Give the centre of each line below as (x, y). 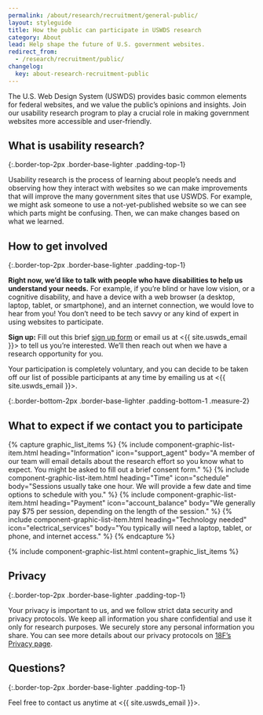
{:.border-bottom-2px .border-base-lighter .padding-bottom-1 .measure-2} (129, 401)
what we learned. (36, 221)
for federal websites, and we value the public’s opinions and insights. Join (128, 104)
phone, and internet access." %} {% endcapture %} (91, 536)
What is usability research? (77, 146)
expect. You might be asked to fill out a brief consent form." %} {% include (129, 470)
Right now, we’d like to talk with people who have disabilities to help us (126, 280)
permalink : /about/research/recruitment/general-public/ (103, 15)
